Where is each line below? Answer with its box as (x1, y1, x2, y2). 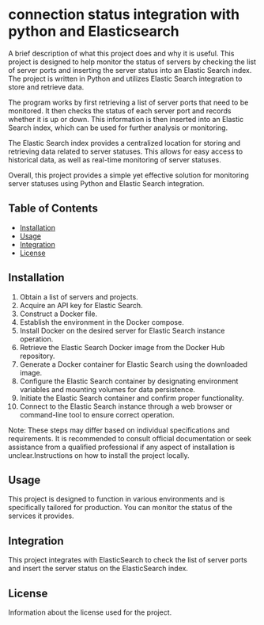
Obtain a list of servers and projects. (19, 292, 138, 302)
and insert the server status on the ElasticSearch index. (8, 564, 188, 574)
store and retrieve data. (8, 82, 85, 92)
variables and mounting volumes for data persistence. (19, 384, 196, 394)
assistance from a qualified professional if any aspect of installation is (8, 442, 236, 452)
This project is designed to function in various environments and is (8, 494, 225, 504)
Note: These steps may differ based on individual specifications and (8, 425, 230, 435)
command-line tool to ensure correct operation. (19, 410, 175, 419)
